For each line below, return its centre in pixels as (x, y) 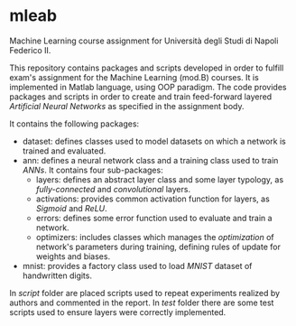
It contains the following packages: (74, 124)
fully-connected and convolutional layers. (113, 189)
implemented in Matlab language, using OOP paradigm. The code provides (148, 87)
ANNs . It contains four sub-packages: (93, 170)
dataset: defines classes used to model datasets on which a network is (154, 141)
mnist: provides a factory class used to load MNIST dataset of (137, 265)
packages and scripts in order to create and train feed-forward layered (141, 97)
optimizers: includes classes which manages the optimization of (155, 237)
